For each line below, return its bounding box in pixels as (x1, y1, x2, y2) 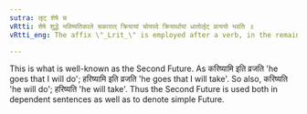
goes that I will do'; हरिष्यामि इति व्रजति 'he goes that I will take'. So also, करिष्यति (9, 74, 288, 85)
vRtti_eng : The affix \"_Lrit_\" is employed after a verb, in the (9, 30, 272, 39)
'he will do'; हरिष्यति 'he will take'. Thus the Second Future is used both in (9, 84, 279, 95)
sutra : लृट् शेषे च (9, 13, 67, 23)
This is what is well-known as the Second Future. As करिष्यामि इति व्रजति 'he (9, 63, 279, 74)
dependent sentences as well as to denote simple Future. (9, 94, 225, 105)
